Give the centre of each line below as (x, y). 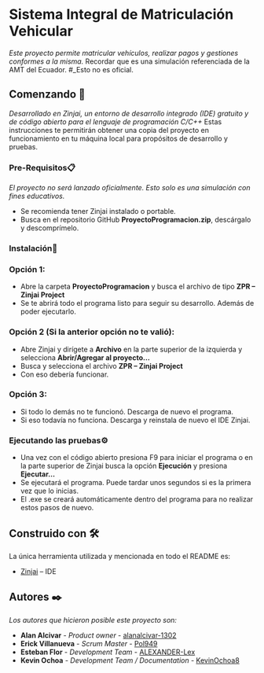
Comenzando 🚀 (47, 95)
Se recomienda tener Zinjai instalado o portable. (98, 211)
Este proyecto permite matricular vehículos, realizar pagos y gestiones (124, 53)
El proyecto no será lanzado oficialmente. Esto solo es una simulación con (130, 188)
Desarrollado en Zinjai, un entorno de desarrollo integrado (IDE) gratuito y (129, 113)
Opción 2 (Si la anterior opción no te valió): (92, 332)
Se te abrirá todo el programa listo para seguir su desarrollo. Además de (137, 303)
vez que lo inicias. (49, 491)
